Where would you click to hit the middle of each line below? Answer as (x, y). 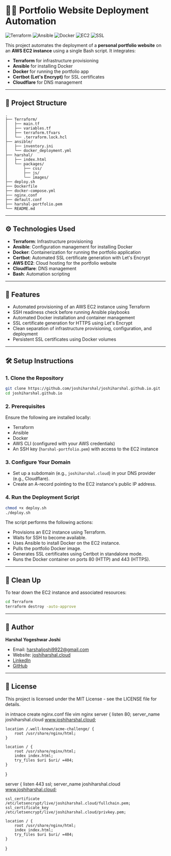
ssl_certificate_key (27, 808)
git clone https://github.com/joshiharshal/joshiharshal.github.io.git (83, 389)
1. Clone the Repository (34, 378)
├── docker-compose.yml (31, 191)
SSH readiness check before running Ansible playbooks (71, 312)
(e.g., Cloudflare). (31, 479)
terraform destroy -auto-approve (41, 607)
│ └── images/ (27, 177)
